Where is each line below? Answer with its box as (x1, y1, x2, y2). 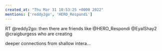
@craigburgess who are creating (5, 31, 73, 37)
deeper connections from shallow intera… (5, 40, 91, 46)
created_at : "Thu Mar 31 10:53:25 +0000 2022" (5, 7, 104, 12)
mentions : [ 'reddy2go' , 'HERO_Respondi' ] (5, 12, 93, 17)
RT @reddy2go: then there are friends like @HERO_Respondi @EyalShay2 (5, 25, 157, 31)
